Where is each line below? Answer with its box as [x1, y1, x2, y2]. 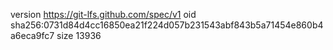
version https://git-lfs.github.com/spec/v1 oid [10, 9, 197, 20]
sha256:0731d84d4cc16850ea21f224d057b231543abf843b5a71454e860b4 [10, 19, 324, 31]
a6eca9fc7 [10, 30, 55, 41]
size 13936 [56, 30, 102, 41]
